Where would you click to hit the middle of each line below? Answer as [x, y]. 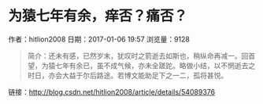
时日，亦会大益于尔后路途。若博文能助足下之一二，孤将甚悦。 [128, 75]
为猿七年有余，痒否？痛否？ [98, 16]
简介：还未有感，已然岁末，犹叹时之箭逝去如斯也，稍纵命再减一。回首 [141, 56]
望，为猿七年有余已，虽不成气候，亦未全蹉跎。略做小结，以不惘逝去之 [141, 65]
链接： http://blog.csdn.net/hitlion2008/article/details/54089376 [111, 91]
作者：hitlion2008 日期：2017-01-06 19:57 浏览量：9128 [99, 39]
